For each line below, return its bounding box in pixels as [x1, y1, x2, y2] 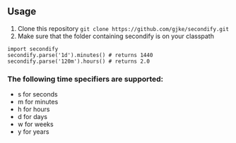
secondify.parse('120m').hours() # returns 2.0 [7, 58, 151, 65]
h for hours [17, 105, 50, 113]
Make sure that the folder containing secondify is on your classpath [17, 32, 214, 40]
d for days [17, 113, 48, 121]
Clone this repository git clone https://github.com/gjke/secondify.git [17, 24, 230, 32]
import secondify [7, 45, 59, 52]
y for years [17, 128, 49, 136]
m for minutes [17, 98, 59, 106]
